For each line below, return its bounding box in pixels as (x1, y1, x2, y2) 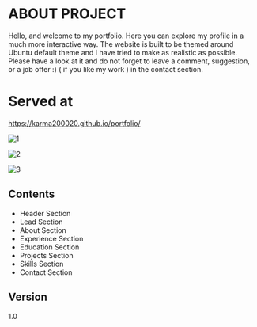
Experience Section (19, 234, 84, 243)
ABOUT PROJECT (8, 5, 127, 23)
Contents (8, 188, 55, 201)
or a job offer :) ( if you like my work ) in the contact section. (8, 64, 204, 74)
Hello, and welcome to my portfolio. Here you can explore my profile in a (8, 31, 244, 40)
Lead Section (19, 217, 63, 226)
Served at (8, 93, 74, 111)
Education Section (19, 242, 80, 252)
